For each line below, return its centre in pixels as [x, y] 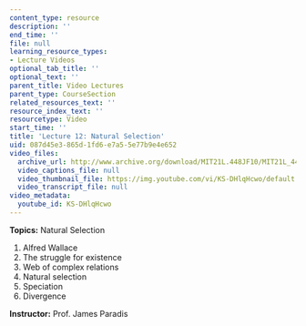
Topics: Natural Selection [57, 229]
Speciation [43, 286]
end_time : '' [34, 35]
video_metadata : [40, 196]
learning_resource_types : [58, 52]
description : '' [40, 26]
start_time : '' [38, 128]
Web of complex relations [71, 267]
